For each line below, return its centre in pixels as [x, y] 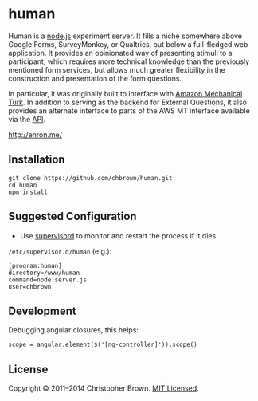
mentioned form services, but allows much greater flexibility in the [117, 69]
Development [43, 311]
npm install [28, 192]
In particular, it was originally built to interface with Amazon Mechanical [125, 93]
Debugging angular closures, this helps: [74, 330]
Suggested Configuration [72, 216]
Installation [37, 160]
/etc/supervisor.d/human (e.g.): [60, 251]
